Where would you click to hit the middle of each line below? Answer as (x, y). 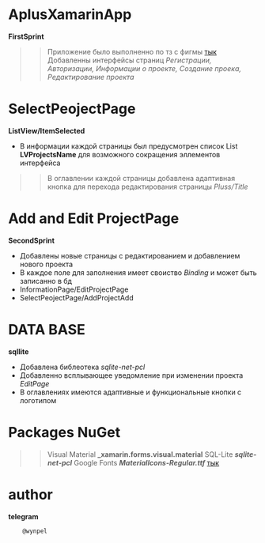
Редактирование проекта (91, 77)
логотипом (38, 400)
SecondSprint (32, 240)
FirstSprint (26, 36)
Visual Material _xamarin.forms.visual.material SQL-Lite (140, 454)
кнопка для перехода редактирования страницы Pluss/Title (148, 187)
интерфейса (40, 163)
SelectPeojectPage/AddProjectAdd (76, 297)
